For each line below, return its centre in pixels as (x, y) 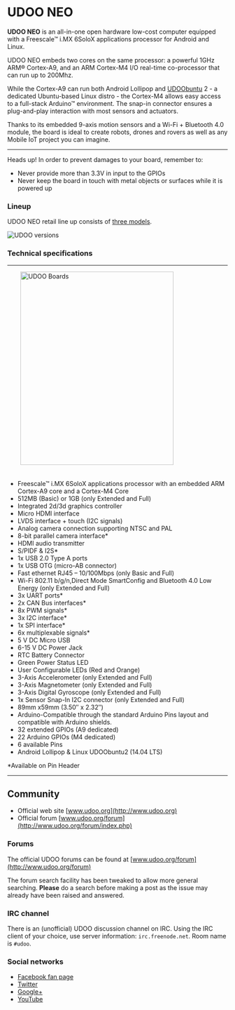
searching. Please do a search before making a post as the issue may (108, 887)
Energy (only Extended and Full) (64, 588)
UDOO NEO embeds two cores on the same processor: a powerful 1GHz (111, 60)
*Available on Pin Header (44, 765)
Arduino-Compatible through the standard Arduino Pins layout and (113, 714)
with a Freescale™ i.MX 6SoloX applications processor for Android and (108, 39)
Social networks (36, 962)
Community (34, 794)
